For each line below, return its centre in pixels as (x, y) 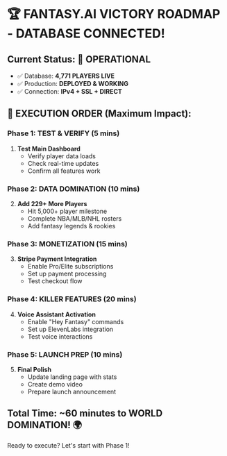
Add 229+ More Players (52, 203)
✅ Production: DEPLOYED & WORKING (73, 84)
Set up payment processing (67, 274)
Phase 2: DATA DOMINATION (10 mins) (74, 189)
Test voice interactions (60, 336)
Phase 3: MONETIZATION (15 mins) (67, 244)
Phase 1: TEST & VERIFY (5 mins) (64, 133)
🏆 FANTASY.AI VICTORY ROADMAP (114, 14)
